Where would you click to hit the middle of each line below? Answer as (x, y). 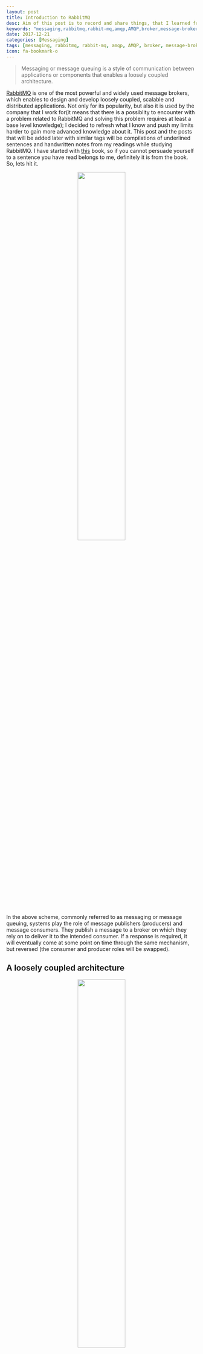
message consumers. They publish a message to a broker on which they (97, 930)
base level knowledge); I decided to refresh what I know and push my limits (100, 125)
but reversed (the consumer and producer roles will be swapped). (88, 949)
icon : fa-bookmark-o (32, 51)
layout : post (23, 12)
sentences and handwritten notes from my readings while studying (89, 144)
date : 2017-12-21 (28, 34)
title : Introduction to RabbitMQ (48, 18)
